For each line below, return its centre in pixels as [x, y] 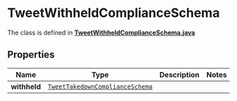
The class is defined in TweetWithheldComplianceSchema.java [101, 32]
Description [180, 74]
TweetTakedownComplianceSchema [100, 87]
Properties [31, 55]
